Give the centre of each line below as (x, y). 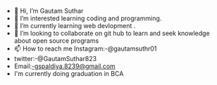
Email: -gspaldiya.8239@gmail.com (65, 66)
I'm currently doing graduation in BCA (69, 73)
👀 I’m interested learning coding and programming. (88, 18)
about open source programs (56, 41)
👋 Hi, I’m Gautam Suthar (49, 11)
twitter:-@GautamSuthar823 (55, 59)
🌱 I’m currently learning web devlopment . (75, 26)
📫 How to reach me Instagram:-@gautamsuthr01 (85, 48)
